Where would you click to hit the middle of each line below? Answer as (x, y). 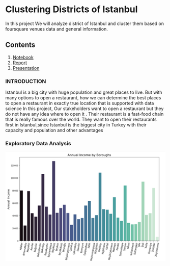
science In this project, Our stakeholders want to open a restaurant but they (84, 109)
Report (20, 63)
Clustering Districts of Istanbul (72, 9)
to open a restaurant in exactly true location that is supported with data (80, 103)
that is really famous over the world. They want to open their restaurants (81, 119)
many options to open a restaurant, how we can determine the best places (83, 98)
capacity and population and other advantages (54, 130)
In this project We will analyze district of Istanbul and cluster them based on (85, 23)
